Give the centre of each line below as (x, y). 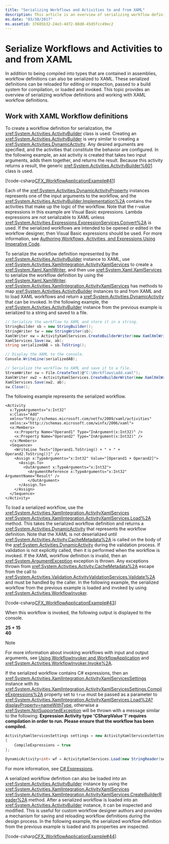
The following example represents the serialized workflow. (66, 396)
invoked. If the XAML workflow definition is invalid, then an (66, 556)
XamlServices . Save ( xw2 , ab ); (36, 382)
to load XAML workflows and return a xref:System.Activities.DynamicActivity (84, 297)
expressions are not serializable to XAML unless (55, 217)
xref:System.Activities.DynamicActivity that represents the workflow (76, 529)
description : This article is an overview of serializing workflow (77, 15)
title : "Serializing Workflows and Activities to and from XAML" (75, 10)
